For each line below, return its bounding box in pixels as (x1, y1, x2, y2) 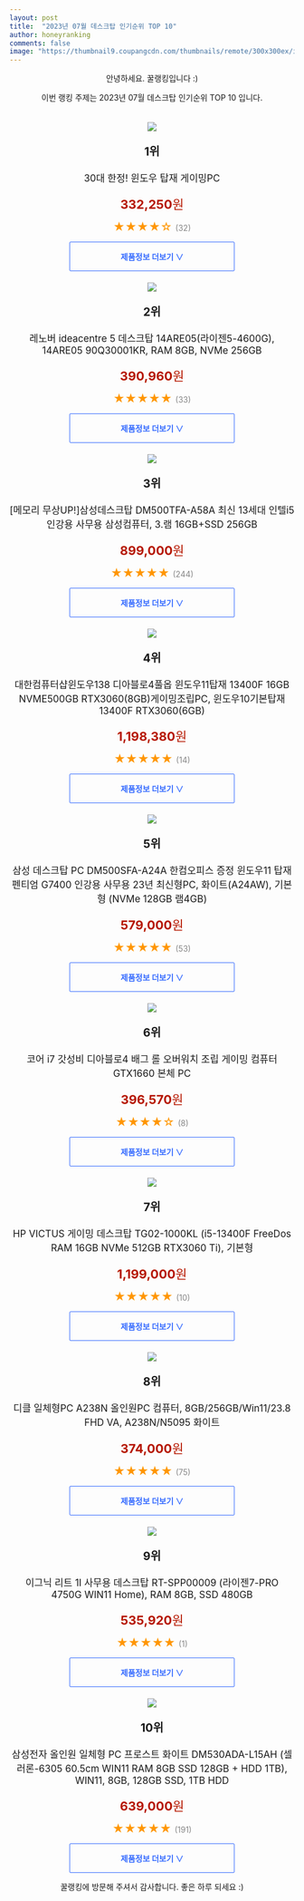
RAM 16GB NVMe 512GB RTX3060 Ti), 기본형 (51, 1242, 253, 1255)
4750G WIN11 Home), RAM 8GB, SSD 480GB (51, 1588, 253, 1601)
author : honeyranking (9, 30, 91, 39)
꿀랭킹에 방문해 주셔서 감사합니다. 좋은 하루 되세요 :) (60, 1882, 244, 1893)
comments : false (9, 38, 71, 48)
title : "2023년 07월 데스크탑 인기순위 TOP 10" (9, 22, 177, 31)
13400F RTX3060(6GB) (99, 704, 205, 717)
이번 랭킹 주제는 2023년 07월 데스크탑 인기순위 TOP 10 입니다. (41, 92, 263, 103)
